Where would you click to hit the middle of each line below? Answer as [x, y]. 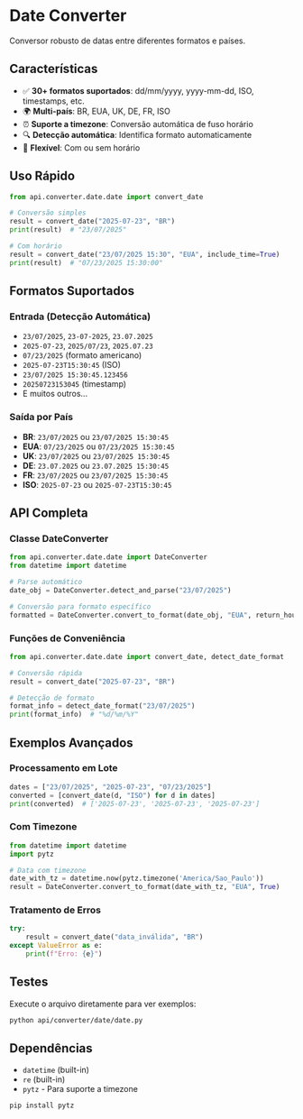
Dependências [51, 1048]
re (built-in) [44, 1079]
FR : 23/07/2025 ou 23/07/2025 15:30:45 [95, 475]
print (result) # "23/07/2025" [68, 230]
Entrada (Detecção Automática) [80, 316]
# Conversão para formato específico [80, 606]
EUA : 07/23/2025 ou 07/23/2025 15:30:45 [98, 446]
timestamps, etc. [53, 101]
